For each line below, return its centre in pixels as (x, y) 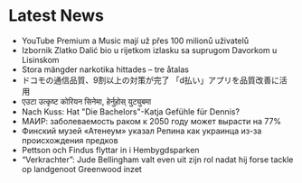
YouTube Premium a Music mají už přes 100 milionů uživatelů (135, 41)
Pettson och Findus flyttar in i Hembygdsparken (110, 150)
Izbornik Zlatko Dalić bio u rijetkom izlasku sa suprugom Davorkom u (149, 50)
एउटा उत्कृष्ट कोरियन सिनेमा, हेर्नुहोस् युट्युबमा (86, 101)
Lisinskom (40, 59)
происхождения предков (70, 140)
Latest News (57, 16)
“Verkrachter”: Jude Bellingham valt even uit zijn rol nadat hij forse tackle (157, 160)
